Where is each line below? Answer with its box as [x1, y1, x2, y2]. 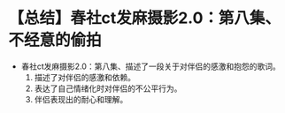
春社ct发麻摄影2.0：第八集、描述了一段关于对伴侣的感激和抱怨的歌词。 [20, 61, 281, 72]
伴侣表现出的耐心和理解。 [34, 94, 128, 104]
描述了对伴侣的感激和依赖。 [34, 72, 136, 82]
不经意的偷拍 [8, 30, 103, 50]
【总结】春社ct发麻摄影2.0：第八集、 [8, 8, 281, 28]
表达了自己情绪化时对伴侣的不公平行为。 [34, 83, 182, 94]
